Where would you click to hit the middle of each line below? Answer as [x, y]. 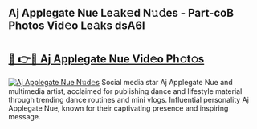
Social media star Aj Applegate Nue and [167, 82]
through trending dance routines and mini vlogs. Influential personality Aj [128, 100]
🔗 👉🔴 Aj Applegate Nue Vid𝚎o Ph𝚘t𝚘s [106, 59]
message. [24, 117]
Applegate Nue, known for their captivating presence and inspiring [118, 108]
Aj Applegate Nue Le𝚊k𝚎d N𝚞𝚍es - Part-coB [121, 13]
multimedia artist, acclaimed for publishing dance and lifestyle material [125, 91]
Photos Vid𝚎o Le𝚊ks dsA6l [77, 26]
